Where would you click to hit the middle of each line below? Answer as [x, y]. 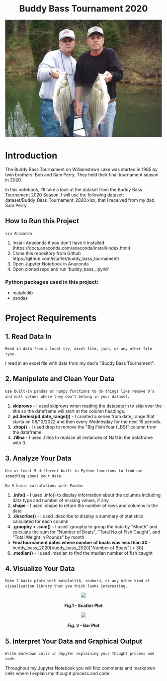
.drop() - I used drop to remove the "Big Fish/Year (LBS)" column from [84, 427]
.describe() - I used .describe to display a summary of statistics [78, 516]
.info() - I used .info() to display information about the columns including [86, 495]
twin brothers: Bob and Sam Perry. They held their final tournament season [82, 174]
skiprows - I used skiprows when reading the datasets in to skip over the [87, 406]
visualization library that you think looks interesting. [66, 586]
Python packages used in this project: [52, 282]
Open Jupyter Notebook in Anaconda [50, 263]
